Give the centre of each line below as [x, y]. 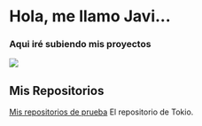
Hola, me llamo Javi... [90, 16]
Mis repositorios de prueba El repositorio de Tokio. [101, 112]
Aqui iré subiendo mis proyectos [80, 44]
